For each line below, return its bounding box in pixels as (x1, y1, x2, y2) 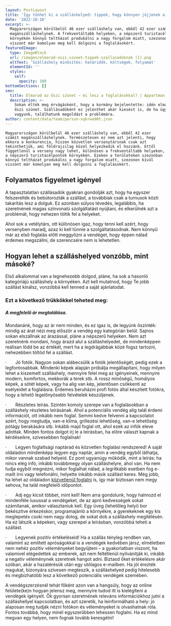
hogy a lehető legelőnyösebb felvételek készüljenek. (5, 392, 116, 398)
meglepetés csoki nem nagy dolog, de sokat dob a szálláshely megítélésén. (5, 514, 164, 520)
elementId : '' (10, 64, 40, 69)
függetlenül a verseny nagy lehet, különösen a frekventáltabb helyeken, (5, 148, 165, 154)
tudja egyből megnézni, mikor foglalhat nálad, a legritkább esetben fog (5, 466, 154, 472)
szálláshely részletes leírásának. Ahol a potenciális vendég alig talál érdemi (5, 407, 163, 413)
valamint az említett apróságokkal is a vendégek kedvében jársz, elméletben (5, 540, 165, 546)
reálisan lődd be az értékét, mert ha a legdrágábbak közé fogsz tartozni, (5, 344, 157, 350)
